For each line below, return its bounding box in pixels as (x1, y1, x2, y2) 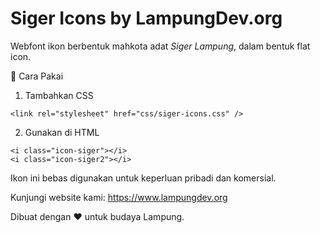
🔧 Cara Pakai (10, 70, 64, 82)
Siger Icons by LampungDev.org (10, 7, 283, 30)
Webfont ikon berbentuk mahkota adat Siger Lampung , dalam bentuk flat (10, 40, 311, 52)
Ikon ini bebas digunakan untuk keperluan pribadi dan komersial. (10, 172, 277, 184)
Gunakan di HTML (24, 126, 100, 138)
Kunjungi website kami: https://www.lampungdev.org (10, 191, 228, 203)
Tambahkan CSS (24, 89, 94, 101)
